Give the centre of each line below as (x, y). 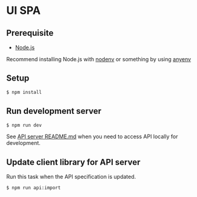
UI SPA (24, 11)
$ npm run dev (24, 125)
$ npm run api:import (34, 188)
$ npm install (24, 92)
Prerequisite (30, 33)
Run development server (54, 111)
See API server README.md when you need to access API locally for (92, 136)
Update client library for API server (73, 162)
